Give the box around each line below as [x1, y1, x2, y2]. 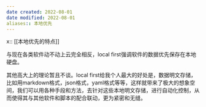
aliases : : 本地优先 [6, 20, 53, 26]
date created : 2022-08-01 [6, 9, 72, 15]
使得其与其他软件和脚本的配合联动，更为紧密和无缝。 [11, 94, 146, 101]
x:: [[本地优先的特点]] [6, 38, 60, 45]
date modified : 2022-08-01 [6, 15, 75, 21]
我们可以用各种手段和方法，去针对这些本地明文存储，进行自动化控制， [17, 87, 194, 94]
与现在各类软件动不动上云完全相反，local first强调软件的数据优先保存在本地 [6, 51, 196, 58]
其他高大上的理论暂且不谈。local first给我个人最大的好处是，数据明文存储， [6, 72, 196, 79]
